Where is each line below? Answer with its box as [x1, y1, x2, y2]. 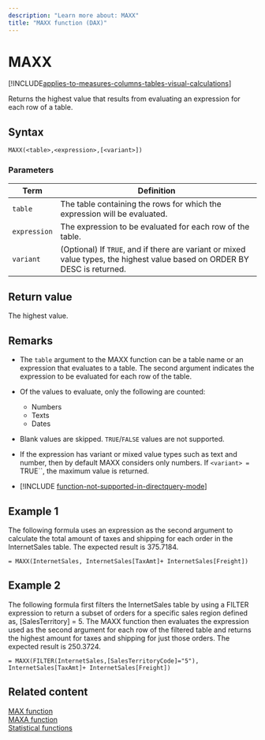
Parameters [8, 165, 54, 176]
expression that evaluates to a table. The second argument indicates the [19, 364, 255, 373]
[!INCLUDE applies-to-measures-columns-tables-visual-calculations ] [8, 79, 232, 88]
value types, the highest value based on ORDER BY [60, 253, 250, 264]
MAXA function [8, 715, 58, 724]
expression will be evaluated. [60, 208, 168, 219]
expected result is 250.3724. [8, 641, 101, 651]
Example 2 [8, 579, 61, 592]
